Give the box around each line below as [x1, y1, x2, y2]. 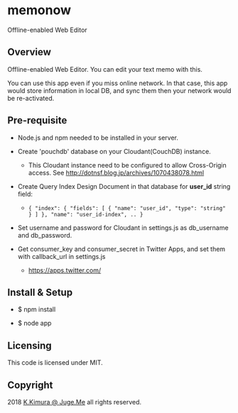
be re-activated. [7, 94, 55, 102]
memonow [7, 2, 71, 18]
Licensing [7, 339, 52, 351]
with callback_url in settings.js [17, 252, 106, 260]
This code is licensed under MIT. [7, 358, 103, 367]
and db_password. [17, 231, 72, 239]
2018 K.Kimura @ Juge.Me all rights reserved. [7, 398, 142, 406]
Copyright [7, 379, 53, 391]
